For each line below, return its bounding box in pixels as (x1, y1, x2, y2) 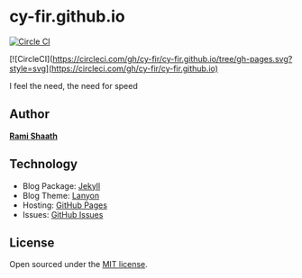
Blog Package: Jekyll (22, 180, 101, 191)
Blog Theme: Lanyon (22, 190, 100, 201)
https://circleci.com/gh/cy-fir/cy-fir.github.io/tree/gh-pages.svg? (52, 53, 293, 64)
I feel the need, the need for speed (9, 80, 138, 91)
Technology (9, 157, 78, 172)
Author (9, 106, 50, 122)
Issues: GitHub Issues (22, 209, 104, 220)
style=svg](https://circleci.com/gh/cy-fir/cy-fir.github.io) (9, 63, 219, 74)
